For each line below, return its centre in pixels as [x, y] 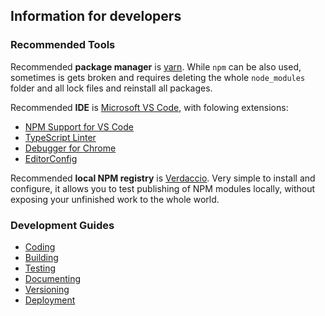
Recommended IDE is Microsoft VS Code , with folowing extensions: [149, 107]
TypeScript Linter [60, 137]
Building [41, 257]
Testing [40, 268]
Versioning [47, 289]
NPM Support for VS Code [79, 126]
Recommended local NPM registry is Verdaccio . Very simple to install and [163, 178]
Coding [40, 246]
